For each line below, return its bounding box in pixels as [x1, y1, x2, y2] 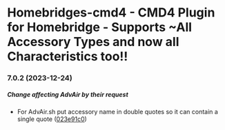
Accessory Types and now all [7, 34, 179, 50]
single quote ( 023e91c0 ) [17, 115, 88, 123]
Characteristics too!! [7, 49, 128, 65]
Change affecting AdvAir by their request [7, 90, 129, 98]
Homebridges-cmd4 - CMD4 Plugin [7, 5, 215, 21]
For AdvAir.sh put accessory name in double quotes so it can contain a [17, 108, 219, 116]
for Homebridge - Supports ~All [7, 19, 192, 35]
